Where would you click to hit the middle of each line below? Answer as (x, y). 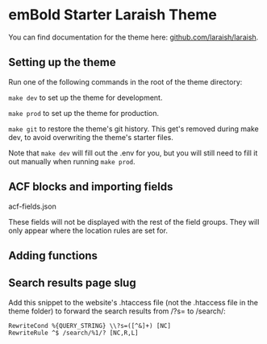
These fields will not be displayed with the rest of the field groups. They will (134, 222)
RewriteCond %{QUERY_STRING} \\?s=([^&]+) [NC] (90, 325)
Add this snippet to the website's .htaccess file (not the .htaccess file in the (133, 302)
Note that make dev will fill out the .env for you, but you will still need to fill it (133, 153)
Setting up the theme (63, 62)
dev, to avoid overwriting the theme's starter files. (91, 137)
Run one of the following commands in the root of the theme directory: (125, 81)
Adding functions (53, 255)
